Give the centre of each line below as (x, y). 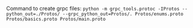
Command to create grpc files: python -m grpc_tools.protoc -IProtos (93, 8)
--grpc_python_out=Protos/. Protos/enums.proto (123, 14)
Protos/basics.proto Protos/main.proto (56, 19)
